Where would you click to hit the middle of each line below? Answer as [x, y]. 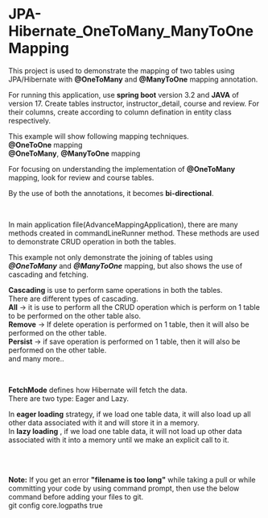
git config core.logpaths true [56, 505]
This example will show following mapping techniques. [99, 136]
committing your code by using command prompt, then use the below [124, 488]
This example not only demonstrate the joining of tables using [111, 257]
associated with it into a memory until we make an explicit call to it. [119, 440]
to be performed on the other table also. [75, 315]
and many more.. [36, 358]
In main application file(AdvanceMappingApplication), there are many [124, 224]
